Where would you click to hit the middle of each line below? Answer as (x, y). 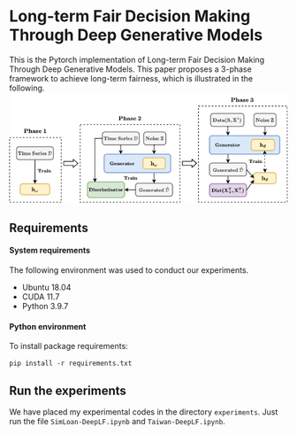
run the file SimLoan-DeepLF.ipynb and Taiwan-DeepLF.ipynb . (117, 421)
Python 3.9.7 (45, 306)
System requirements (50, 251)
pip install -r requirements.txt (71, 364)
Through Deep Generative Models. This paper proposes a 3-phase (130, 69)
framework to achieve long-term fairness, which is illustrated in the (131, 78)
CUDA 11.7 (41, 296)
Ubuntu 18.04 (46, 287)
